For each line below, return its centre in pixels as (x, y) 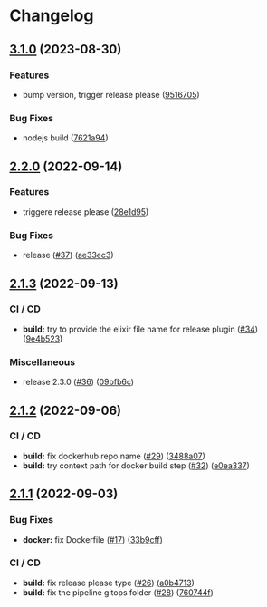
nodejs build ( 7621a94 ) (65, 138)
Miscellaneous (42, 361)
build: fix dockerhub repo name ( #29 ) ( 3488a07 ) (114, 456)
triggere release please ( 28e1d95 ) (86, 212)
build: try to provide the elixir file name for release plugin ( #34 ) (140, 329)
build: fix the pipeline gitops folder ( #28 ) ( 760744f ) (118, 592)
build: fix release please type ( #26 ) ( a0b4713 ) (108, 583)
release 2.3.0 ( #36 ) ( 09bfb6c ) (78, 382)
